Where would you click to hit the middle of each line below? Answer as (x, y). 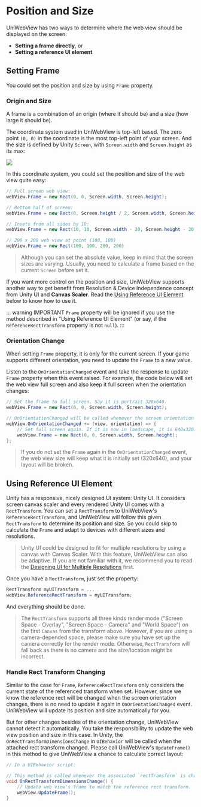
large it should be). (29, 121)
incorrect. (33, 657)
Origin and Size (29, 101)
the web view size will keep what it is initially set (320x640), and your (106, 458)
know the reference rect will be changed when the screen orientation (91, 698)
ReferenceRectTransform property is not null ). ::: (66, 326)
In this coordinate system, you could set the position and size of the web (96, 174)
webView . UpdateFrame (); (47, 793)
